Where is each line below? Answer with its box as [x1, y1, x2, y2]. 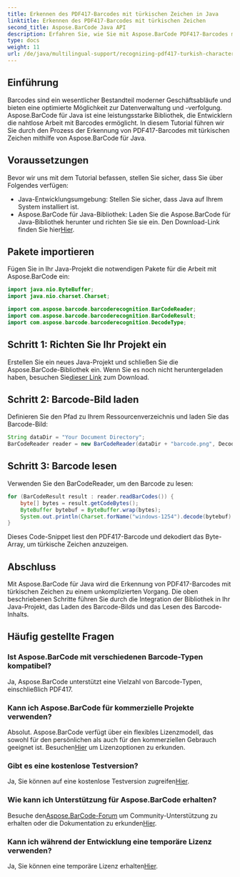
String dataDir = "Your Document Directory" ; [7, 434, 145, 441]
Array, [7, 540, 26, 548]
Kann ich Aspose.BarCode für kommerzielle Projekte [7, 703, 194, 713]
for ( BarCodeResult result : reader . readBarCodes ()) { [7, 493, 174, 500]
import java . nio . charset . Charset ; [7, 293, 111, 300]
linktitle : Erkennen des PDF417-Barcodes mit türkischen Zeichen [7, 17, 206, 24]
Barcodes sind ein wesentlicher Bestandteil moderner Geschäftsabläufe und [7, 96, 231, 104]
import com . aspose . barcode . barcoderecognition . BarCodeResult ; [7, 312, 196, 319]
